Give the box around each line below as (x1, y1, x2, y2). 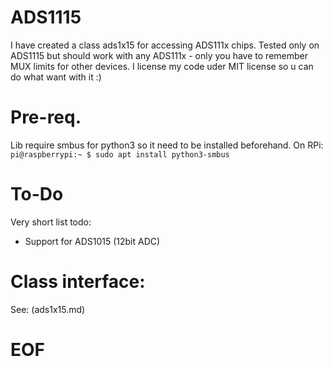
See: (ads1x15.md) (10, 303, 86, 315)
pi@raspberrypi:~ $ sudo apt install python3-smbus (10, 149, 230, 160)
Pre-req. (10, 106, 82, 129)
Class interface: (10, 271, 146, 293)
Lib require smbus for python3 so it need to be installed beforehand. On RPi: (10, 139, 324, 151)
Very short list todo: (10, 216, 92, 228)
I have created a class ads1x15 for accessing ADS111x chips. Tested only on (10, 39, 320, 51)
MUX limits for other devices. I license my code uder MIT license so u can (10, 60, 314, 72)
